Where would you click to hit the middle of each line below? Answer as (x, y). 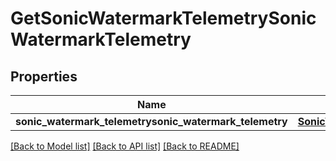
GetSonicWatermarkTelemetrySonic (163, 18)
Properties (44, 76)
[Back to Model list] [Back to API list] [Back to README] (125, 146)
